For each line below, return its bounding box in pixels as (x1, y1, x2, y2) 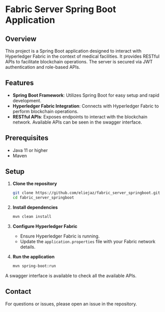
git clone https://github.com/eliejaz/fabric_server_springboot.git (12, 190, 160, 196)
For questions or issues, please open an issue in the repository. (5, 300, 137, 307)
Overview (5, 34, 37, 43)
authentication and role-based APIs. (5, 64, 80, 70)
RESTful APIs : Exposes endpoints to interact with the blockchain (12, 113, 148, 120)
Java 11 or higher (12, 147, 48, 153)
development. (12, 97, 42, 103)
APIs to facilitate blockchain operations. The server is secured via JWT (5, 59, 153, 64)
